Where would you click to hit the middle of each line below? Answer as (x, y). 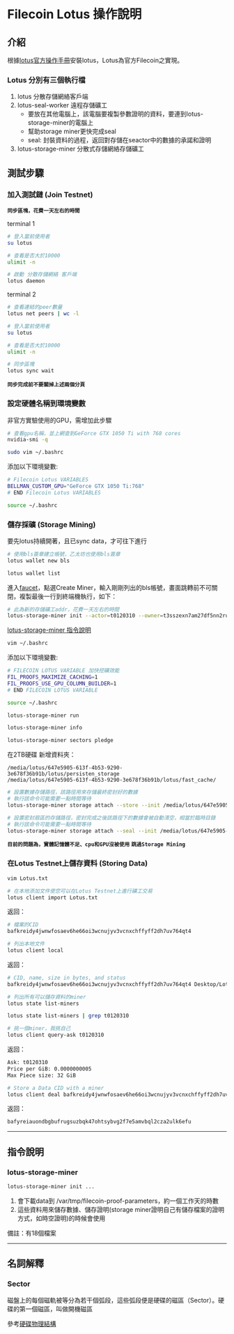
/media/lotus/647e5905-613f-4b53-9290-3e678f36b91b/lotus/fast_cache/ (112, 780)
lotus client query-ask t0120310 (56, 1035)
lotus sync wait (31, 371)
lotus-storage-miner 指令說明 (49, 630)
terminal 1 (21, 223)
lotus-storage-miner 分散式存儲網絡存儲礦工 (81, 149)
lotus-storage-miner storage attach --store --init (84, 805)
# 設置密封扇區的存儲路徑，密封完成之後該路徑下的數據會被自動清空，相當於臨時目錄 (111, 818)
